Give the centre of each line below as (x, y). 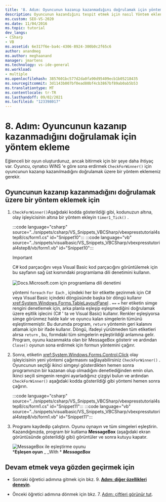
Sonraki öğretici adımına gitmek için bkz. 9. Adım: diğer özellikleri (80, 479)
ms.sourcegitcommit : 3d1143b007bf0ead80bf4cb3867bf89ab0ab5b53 (72, 83)
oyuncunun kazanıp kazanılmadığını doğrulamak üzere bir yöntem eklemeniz (83, 172)
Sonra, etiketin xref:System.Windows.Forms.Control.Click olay (75, 354)
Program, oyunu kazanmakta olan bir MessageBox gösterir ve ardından (84, 340)
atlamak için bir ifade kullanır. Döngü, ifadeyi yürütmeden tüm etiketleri (84, 329)
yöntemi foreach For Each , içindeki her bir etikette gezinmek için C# (82, 292)
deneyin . (21, 484)
